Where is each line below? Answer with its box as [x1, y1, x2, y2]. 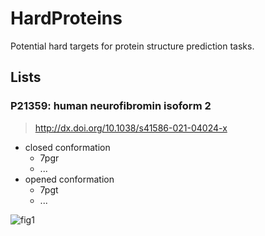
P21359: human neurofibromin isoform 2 [10, 99, 212, 113]
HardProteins [10, 7, 123, 30]
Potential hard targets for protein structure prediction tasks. [10, 40, 255, 52]
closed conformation [24, 141, 111, 153]
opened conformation [24, 173, 115, 185]
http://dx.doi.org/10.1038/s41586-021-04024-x [34, 122, 228, 134]
